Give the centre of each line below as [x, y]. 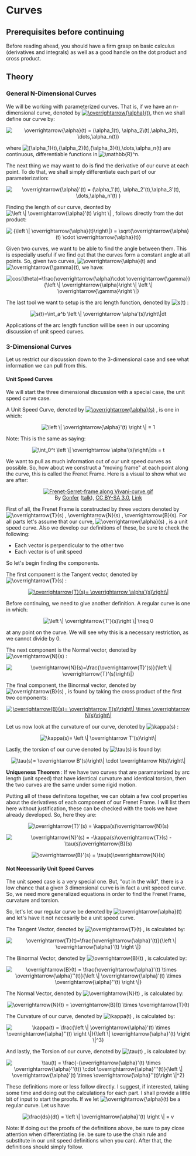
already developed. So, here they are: [51, 815]
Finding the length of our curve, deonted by [59, 207]
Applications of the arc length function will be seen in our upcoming [88, 325]
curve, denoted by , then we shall [111, 113]
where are [89, 148]
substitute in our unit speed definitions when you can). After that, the [89, 1141]
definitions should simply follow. [45, 1147]
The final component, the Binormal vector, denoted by [71, 685]
